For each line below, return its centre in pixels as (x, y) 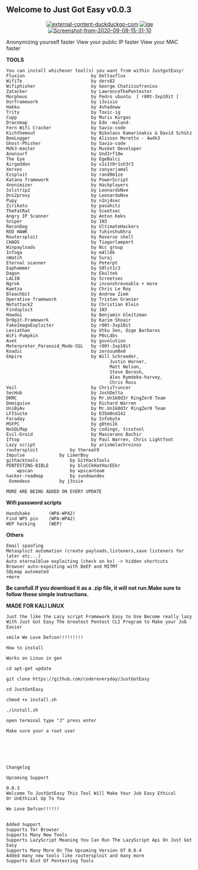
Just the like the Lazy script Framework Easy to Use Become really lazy (99, 616)
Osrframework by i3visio (62, 102)
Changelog (18, 767)
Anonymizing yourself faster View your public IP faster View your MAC (92, 42)
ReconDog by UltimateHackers (73, 226)
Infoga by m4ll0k (61, 252)
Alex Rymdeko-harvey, (136, 377)
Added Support (24, 824)
